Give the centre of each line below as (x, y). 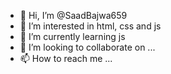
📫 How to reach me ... (66, 58)
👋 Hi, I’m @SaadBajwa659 (73, 15)
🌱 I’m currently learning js (72, 36)
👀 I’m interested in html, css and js (90, 26)
